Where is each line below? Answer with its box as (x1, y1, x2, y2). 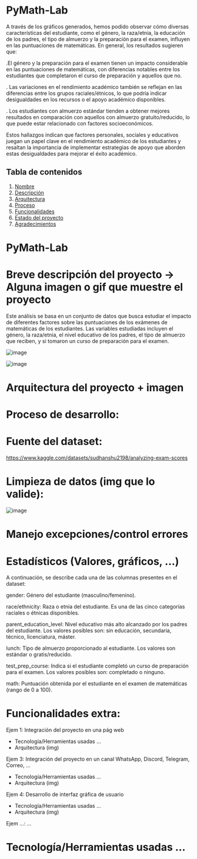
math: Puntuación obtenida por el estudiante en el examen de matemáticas (6, 680, 188, 687)
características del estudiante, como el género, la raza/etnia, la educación (6, 29, 185, 36)
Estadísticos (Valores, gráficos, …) (6, 554, 179, 568)
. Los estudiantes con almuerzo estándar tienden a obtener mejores (6, 107, 170, 114)
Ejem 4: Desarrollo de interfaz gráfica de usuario (6, 791, 124, 798)
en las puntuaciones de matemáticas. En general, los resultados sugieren (6, 42, 183, 49)
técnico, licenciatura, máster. (6, 633, 76, 640)
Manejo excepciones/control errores (6, 528, 189, 541)
